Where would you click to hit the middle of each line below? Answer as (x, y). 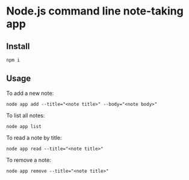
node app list (24, 126)
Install (18, 46)
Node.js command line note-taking (95, 11)
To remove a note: (29, 160)
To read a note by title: (34, 138)
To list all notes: (26, 115)
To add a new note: (30, 93)
